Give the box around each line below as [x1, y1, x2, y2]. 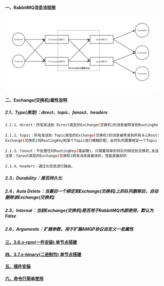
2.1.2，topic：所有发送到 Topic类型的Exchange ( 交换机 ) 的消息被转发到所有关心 [5, 132, 149, 138]
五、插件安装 [5, 264, 31, 269]
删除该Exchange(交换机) [5, 195, 55, 200]
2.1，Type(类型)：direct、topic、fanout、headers [5, 109, 108, 115]
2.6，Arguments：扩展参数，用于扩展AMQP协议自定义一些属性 [5, 226, 134, 232]
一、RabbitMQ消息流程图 [5, 4, 56, 10]
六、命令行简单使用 [5, 275, 44, 281]
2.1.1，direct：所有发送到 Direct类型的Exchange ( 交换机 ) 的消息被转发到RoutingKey [5, 123, 161, 128]
